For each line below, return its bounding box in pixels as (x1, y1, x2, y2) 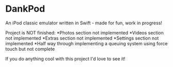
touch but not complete (5, 46, 55, 52)
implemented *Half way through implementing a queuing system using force (5, 40, 168, 46)
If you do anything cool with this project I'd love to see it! (5, 55, 126, 61)
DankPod (5, 3, 45, 15)
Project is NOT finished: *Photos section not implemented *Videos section (5, 29, 164, 36)
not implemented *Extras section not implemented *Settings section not (5, 35, 159, 41)
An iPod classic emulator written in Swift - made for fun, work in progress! (5, 20, 162, 26)
